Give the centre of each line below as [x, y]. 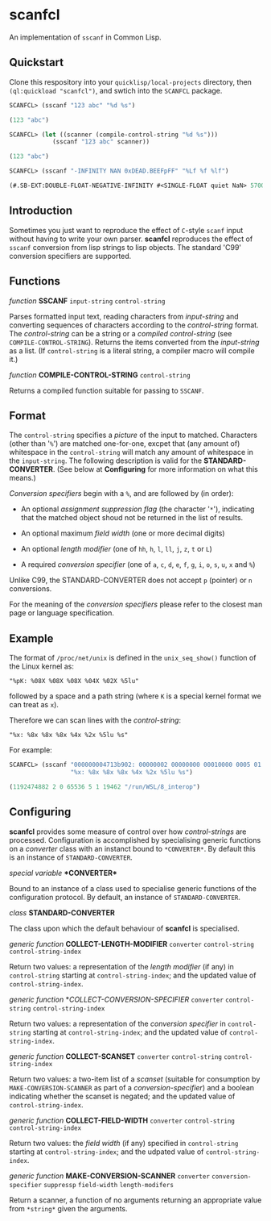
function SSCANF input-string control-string [87, 301]
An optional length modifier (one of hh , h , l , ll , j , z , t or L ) [116, 549]
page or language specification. [62, 613]
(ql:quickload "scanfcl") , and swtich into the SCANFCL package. [116, 90]
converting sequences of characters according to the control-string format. [134, 325]
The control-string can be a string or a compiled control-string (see [121, 333]
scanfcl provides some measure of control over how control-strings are [128, 831]
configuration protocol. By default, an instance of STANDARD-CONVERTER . [125, 897]
